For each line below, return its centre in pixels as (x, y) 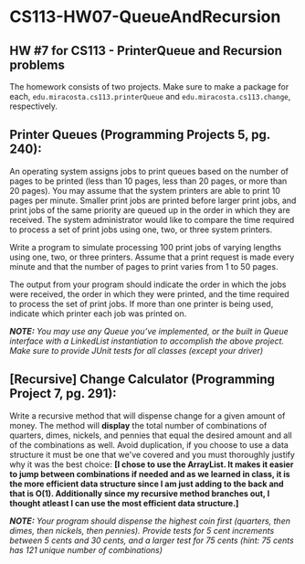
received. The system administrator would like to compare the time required (152, 219)
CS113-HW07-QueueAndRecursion (145, 17)
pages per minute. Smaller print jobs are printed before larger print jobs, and (153, 200)
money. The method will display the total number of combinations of (138, 425)
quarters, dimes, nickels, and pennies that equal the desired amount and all (151, 435)
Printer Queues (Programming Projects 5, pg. (140, 135)
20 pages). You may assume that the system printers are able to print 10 (145, 190)
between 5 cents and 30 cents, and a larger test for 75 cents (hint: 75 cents (152, 540)
